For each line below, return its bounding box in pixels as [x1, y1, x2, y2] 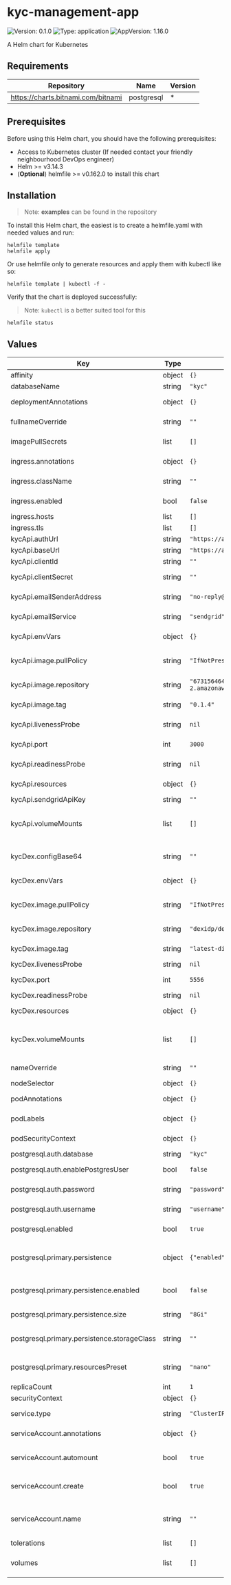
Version [169, 81, 196, 90]
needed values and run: [7, 228, 74, 237]
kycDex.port [10, 975, 50, 985]
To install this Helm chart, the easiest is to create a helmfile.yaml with [7, 221, 203, 230]
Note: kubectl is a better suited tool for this [23, 306, 146, 315]
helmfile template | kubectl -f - [7, 281, 107, 288]
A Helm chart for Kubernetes [7, 40, 89, 48]
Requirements [7, 60, 69, 72]
